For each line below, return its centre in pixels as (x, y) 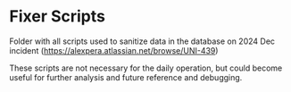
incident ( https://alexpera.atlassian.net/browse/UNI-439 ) (114, 50)
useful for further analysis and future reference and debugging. (126, 77)
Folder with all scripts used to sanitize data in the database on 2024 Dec (142, 41)
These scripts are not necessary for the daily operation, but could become (146, 68)
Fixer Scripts (57, 17)
